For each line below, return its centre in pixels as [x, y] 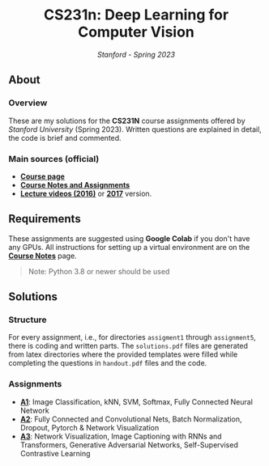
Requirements [45, 219]
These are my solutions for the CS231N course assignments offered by [127, 121]
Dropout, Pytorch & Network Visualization [90, 427]
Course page [42, 176]
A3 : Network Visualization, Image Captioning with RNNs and [121, 436]
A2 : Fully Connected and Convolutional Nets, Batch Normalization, [131, 419]
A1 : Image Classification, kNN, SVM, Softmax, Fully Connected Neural [137, 401]
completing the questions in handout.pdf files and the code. [108, 363]
